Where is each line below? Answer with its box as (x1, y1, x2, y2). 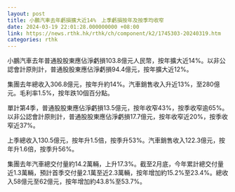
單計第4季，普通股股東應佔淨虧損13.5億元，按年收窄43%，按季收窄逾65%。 (7, 104, 229, 112)
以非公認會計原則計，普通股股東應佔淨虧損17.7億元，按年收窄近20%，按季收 (7, 113, 228, 121)
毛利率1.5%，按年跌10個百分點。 (19, 89, 114, 97)
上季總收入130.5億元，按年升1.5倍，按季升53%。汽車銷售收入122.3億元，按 (7, 136, 226, 144)
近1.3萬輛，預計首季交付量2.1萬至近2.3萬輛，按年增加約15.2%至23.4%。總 (7, 169, 222, 177)
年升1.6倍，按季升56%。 (7, 145, 79, 153)
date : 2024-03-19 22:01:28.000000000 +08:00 (7, 23, 140, 30)
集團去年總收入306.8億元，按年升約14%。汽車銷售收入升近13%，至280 (7, 80, 214, 88)
